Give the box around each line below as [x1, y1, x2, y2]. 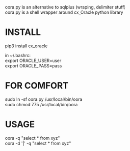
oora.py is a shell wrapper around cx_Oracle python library [5, 9, 124, 15]
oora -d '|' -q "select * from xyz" [5, 140, 71, 146]
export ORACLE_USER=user [5, 58, 61, 63]
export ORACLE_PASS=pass [5, 62, 62, 68]
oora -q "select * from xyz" [5, 135, 60, 141]
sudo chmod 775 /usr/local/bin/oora [5, 101, 78, 107]
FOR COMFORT [5, 80, 69, 91]
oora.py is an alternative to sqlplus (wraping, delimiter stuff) [5, 4, 126, 10]
